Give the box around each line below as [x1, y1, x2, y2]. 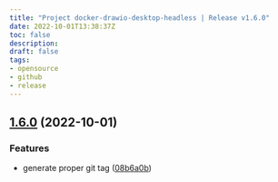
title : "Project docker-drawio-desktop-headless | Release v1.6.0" [9, 13, 271, 23]
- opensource [9, 65, 59, 74]
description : [9, 38, 59, 48]
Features [9, 142, 50, 155]
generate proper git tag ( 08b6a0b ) [22, 163, 153, 174]
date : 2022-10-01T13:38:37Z [9, 22, 116, 31]
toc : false [9, 30, 51, 39]
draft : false [9, 47, 59, 56]
